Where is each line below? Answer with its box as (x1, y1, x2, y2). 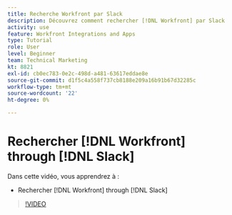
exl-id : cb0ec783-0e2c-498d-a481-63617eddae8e (7, 70, 148, 77)
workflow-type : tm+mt (7, 83, 72, 90)
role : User (7, 43, 40, 51)
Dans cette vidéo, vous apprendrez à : (7, 172, 120, 180)
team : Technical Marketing (7, 57, 88, 64)
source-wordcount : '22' (7, 90, 79, 97)
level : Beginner (7, 51, 56, 58)
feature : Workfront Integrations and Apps (7, 30, 136, 38)
